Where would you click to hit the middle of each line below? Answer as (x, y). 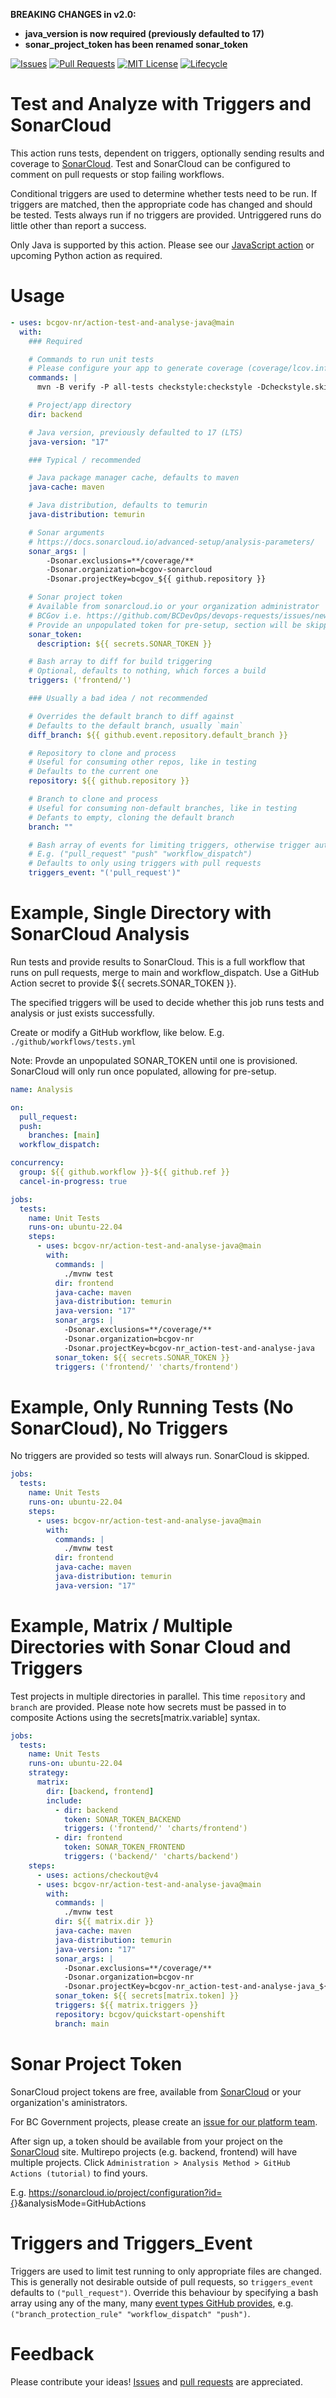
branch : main (82, 2024)
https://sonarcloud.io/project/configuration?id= (125, 2192)
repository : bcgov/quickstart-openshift (140, 2014)
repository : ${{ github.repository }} (109, 781)
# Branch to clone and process (93, 799)
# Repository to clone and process (102, 753)
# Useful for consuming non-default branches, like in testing (163, 808)
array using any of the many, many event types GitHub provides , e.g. (152, 2303)
